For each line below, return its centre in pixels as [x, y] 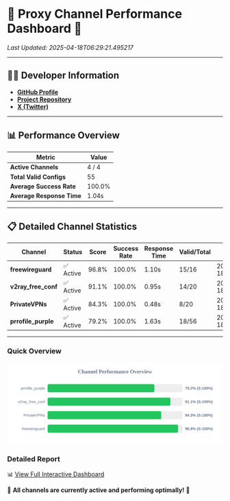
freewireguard [31, 269]
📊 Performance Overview [63, 135]
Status [73, 252]
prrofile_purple [32, 321]
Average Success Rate [43, 186]
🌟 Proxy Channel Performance [95, 14]
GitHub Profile [38, 92]
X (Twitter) [33, 106]
